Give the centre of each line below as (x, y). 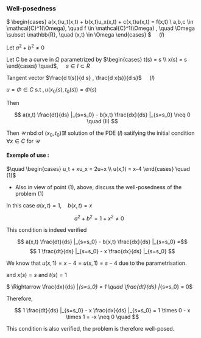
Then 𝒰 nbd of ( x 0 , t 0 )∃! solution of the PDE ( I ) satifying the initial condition (100, 134)
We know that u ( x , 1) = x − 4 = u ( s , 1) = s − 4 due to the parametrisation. (97, 263)
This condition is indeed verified (47, 230)
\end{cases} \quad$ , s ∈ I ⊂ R (48, 66)
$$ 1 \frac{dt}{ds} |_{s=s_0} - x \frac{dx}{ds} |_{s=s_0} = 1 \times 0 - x (102, 311)
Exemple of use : (28, 155)
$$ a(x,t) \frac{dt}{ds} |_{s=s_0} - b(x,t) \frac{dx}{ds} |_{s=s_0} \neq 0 (102, 115)
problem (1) (30, 193)
